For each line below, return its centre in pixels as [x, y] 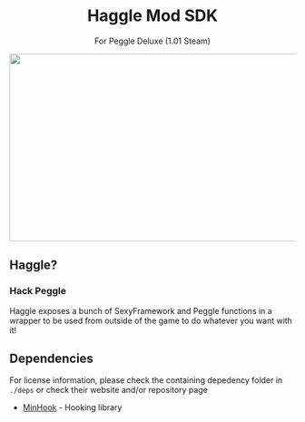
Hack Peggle [38, 291]
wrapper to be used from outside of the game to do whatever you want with [151, 320]
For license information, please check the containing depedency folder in [146, 380]
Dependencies [51, 359]
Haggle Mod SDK [152, 16]
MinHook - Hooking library [72, 407]
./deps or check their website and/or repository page [109, 390]
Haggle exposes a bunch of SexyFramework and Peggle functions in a [141, 310]
